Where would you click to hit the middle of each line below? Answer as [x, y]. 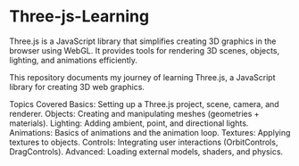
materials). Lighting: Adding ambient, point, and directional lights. [129, 123]
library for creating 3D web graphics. [77, 87]
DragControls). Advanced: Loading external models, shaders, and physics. [146, 151]
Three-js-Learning [79, 17]
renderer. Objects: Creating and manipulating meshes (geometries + [135, 113]
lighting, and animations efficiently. [74, 60]
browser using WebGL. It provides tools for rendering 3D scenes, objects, [145, 50]
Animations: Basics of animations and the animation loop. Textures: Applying [150, 132]
